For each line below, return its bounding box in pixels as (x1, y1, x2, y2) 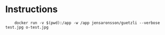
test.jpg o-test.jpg (5, 24, 49, 30)
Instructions (5, 4, 58, 15)
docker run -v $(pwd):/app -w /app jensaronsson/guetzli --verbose (14, 20, 160, 25)
